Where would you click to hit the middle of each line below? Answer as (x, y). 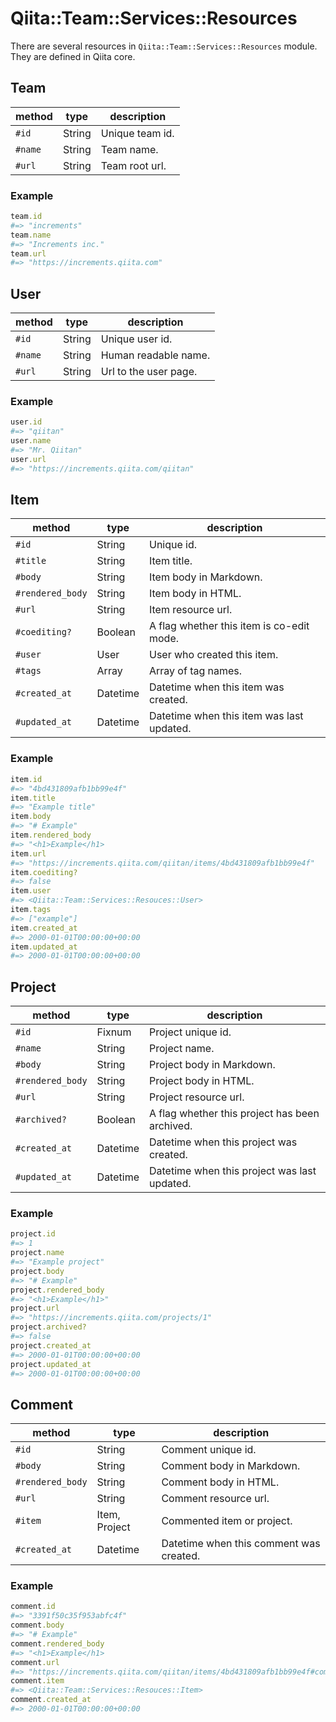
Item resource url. (190, 610)
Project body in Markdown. (212, 1065)
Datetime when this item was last (226, 716)
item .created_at (44, 928)
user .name (31, 441)
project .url (35, 1308)
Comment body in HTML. (220, 1482)
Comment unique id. (209, 1450)
